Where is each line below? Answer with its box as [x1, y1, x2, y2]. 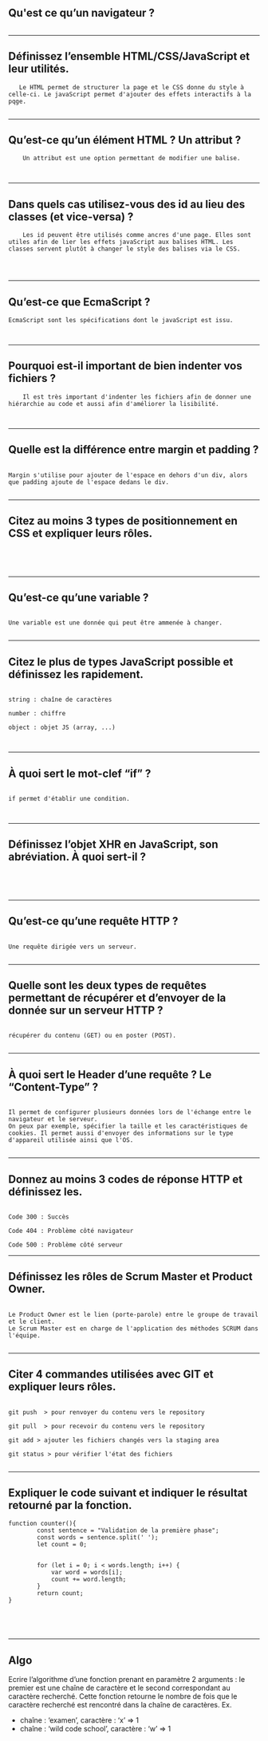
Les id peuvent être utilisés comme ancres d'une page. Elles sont [22, 231, 251, 239]
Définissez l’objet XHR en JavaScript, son [8, 837, 219, 852]
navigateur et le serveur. [8, 1116, 98, 1124]
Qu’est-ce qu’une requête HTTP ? [8, 915, 179, 928]
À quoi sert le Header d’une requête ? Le [8, 1068, 212, 1081]
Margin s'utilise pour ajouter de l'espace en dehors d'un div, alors [8, 471, 248, 479]
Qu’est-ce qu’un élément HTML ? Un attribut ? [8, 133, 242, 147]
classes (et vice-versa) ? [8, 210, 134, 223]
